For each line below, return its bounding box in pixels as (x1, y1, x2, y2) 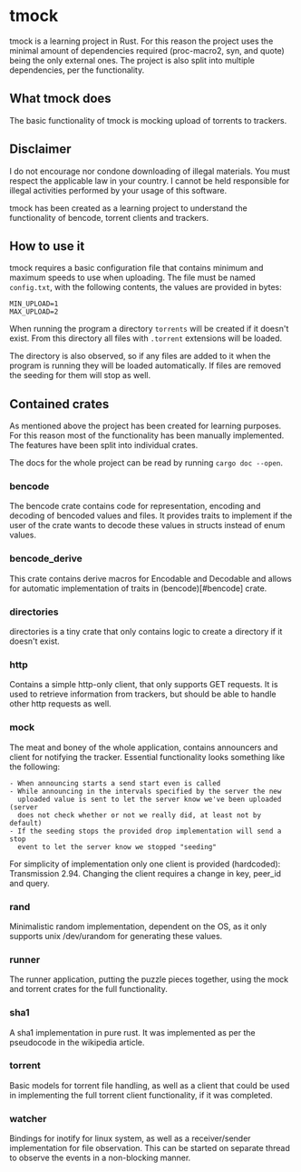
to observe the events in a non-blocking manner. (9, 1152, 191, 1164)
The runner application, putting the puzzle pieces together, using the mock (9, 974, 288, 985)
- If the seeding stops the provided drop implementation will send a (9, 826, 282, 836)
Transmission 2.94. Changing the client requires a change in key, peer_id (9, 867, 282, 878)
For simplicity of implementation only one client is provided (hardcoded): (9, 858, 281, 869)
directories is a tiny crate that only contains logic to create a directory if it (9, 626, 283, 637)
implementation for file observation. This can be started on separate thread (9, 1143, 290, 1154)
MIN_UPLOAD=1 (9, 299, 59, 309)
